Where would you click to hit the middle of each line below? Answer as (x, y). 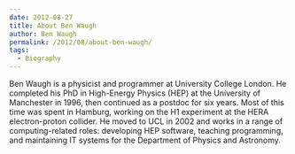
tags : (19, 50)
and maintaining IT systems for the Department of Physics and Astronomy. (145, 140)
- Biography (39, 58)
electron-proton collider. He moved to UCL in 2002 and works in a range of (146, 121)
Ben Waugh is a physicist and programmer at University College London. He (148, 84)
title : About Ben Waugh (53, 26)
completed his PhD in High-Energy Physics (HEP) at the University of (135, 93)
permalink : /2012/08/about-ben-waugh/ (81, 42)
